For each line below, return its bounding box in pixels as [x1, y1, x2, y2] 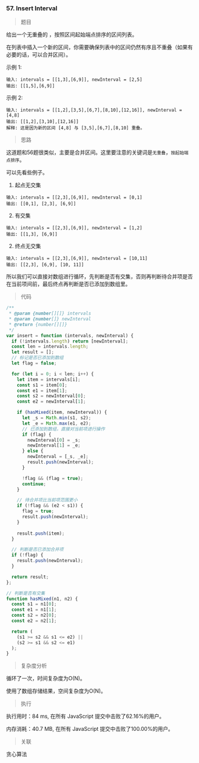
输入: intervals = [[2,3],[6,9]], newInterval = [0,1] [6, 194, 143, 200]
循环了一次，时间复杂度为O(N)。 [6, 675, 86, 682]
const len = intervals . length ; [11, 344, 89, 350]
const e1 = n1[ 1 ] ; [11, 607, 57, 613]
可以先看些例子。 [6, 169, 48, 176]
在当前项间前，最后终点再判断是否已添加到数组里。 [6, 281, 131, 288]
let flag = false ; [11, 360, 57, 366]
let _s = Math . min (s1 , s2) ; [21, 415, 92, 421]
